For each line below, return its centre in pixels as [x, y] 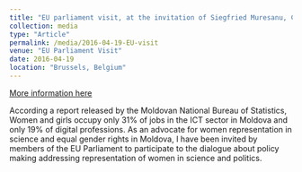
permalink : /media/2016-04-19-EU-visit [84, 43]
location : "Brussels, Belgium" [68, 68]
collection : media [44, 26]
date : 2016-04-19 [42, 59]
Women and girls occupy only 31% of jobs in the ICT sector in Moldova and [149, 120]
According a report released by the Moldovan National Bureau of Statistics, [148, 110]
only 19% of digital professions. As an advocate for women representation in [151, 129]
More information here [51, 93]
